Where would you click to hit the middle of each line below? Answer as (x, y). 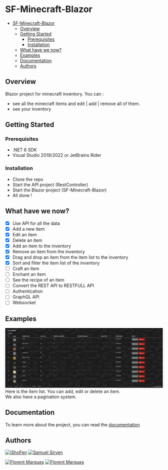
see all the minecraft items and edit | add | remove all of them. (76, 104)
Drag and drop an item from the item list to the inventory (70, 257)
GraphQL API (26, 297)
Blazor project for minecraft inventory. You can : (54, 93)
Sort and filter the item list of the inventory (56, 263)
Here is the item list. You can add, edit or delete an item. (63, 391)
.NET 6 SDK (24, 150)
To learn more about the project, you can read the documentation (72, 425)
